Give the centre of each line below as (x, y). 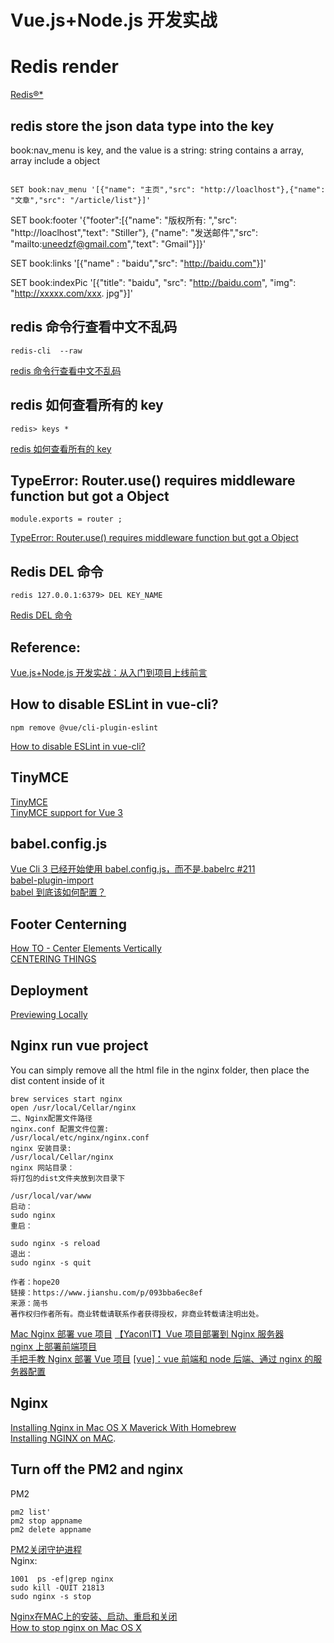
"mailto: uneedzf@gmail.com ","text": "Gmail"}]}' (108, 243)
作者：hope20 (35, 1282)
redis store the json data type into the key (142, 126)
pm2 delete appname (51, 1529)
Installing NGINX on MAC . (63, 1438)
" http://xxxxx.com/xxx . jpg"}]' (71, 293)
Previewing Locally (49, 1015)
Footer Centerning (68, 924)
